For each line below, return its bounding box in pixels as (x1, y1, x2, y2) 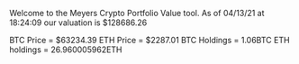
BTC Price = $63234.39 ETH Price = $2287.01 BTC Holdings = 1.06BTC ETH (9, 35, 290, 45)
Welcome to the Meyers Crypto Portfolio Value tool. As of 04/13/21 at (9, 8, 265, 18)
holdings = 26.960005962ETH (9, 44, 123, 55)
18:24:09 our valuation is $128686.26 (9, 17, 148, 28)
